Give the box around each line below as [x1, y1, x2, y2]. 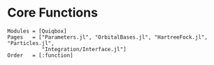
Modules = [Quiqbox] [7, 28, 68, 35]
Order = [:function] [7, 52, 73, 59]
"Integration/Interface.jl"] [41, 46, 127, 53]
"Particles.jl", [7, 39, 55, 46]
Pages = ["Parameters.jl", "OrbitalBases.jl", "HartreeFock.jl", [7, 33, 208, 41]
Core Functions [7, 5, 98, 21]
